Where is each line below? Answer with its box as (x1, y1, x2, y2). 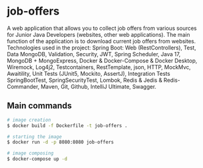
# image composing (7, 150, 54, 156)
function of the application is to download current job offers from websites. (7, 37, 196, 45)
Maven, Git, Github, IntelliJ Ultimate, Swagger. (40, 82, 157, 90)
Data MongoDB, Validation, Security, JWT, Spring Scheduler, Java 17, (7, 50, 181, 57)
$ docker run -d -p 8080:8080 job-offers (7, 139, 114, 145)
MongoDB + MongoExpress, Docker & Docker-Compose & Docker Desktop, (7, 57, 197, 64)
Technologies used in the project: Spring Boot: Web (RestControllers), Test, (7, 44, 196, 51)
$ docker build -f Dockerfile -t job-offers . (7, 122, 128, 129)
